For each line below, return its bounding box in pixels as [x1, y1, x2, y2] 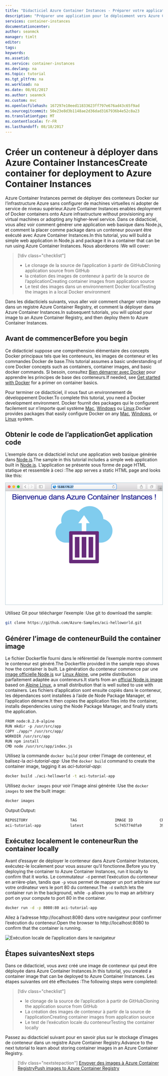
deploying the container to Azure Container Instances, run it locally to [5, 869, 148, 875]
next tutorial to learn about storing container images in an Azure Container [5, 1045, 158, 1051]
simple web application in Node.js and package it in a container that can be [5, 237, 160, 243]
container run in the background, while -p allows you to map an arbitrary [5, 890, 154, 896]
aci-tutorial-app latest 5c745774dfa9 [5, 823, 142, 828]
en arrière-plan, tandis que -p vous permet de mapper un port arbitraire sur [5, 879, 160, 885]
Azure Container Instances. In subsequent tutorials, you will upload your [5, 309, 152, 315]
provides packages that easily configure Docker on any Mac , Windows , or [5, 411, 157, 417]
